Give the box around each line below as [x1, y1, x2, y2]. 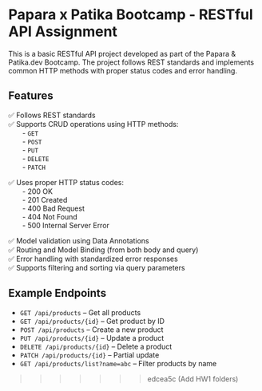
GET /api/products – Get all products [19, 307, 141, 317]
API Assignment [8, 22, 118, 41]
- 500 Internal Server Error [22, 220, 110, 230]
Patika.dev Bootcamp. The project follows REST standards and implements [8, 57, 254, 67]
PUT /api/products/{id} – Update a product [19, 333, 165, 342]
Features [8, 89, 54, 103]
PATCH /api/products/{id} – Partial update [19, 350, 160, 360]
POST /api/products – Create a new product [19, 325, 164, 334]
